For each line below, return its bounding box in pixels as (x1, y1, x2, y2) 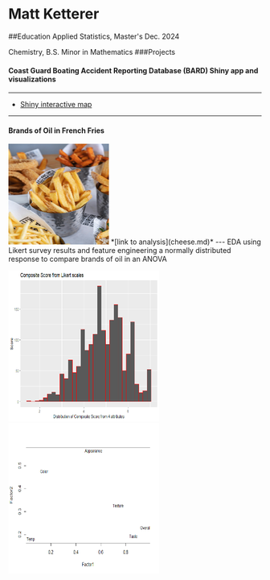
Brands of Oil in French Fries (8, 126, 104, 135)
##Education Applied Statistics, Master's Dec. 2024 (8, 31, 180, 41)
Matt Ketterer (8, 5, 100, 23)
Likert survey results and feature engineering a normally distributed (8, 246, 231, 255)
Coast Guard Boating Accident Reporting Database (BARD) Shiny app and (8, 65, 259, 75)
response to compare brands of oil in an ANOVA (8, 255, 167, 264)
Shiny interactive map (19, 100, 92, 110)
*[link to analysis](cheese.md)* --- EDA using (110, 237, 261, 246)
